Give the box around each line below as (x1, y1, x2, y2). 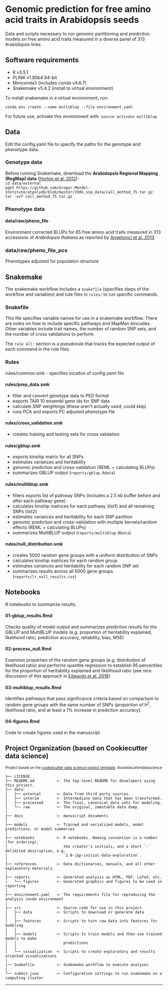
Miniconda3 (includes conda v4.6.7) (12, 80, 86, 86)
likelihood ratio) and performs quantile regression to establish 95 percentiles (5, 662, 162, 668)
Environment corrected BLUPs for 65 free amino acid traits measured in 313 (5, 229, 161, 235)
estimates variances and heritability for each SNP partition (12, 514, 133, 520)
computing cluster (5, 975, 43, 980)
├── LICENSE (5, 774, 30, 779)
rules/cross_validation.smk (5, 420, 63, 426)
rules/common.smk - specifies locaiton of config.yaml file (5, 370, 124, 376)
